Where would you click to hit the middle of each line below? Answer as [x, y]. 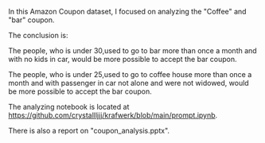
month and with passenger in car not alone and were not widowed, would [129, 83]
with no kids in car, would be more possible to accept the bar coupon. [123, 59]
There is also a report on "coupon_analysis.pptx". [89, 131]
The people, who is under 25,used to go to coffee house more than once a [130, 74]
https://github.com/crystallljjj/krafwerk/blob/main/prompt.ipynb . [113, 115]
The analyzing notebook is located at [69, 107]
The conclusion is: [38, 35]
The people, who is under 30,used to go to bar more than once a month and [132, 50]
